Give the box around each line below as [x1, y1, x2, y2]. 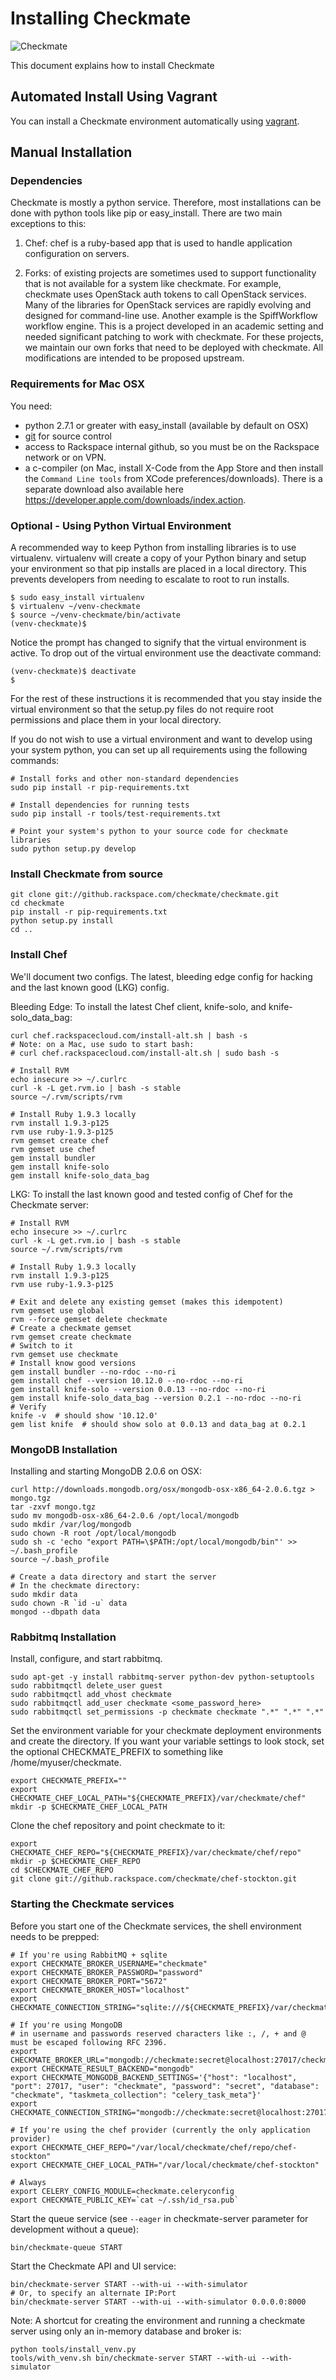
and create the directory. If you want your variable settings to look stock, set [10, 1735, 325, 1747]
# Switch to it [10, 1340, 74, 1351]
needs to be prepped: [10, 1930, 100, 1942]
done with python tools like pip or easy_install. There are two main [10, 207, 283, 219]
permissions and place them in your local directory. [10, 714, 222, 726]
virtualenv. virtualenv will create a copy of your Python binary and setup [10, 552, 307, 564]
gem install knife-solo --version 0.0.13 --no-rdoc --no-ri [10, 1384, 267, 1394]
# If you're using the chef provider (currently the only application [10, 2125, 311, 2135]
